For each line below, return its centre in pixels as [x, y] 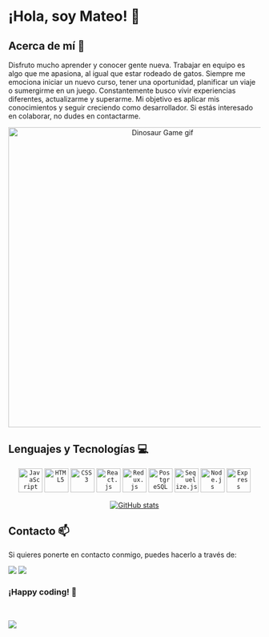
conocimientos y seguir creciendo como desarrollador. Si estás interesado [131, 108]
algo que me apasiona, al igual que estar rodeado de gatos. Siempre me [127, 74]
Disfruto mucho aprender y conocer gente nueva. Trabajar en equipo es [127, 65]
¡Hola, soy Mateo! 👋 [74, 16]
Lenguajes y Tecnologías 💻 [78, 449]
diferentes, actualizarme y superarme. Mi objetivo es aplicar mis [114, 99]
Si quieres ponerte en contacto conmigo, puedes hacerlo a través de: [123, 555]
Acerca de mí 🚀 [47, 46]
